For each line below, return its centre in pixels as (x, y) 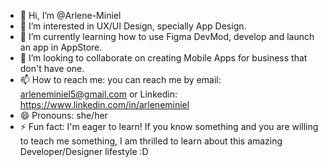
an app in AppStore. (61, 47)
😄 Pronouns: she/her (63, 115)
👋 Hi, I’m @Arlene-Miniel (70, 15)
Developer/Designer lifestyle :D (84, 151)
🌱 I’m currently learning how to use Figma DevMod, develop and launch (167, 36)
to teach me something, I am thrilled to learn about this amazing (151, 141)
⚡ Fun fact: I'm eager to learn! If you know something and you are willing (169, 126)
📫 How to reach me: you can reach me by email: (120, 79)
